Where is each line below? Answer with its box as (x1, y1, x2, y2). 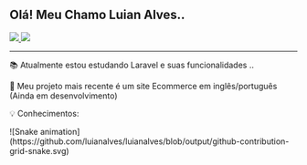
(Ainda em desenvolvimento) (9, 90, 118, 101)
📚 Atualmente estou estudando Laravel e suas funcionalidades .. (9, 59, 254, 70)
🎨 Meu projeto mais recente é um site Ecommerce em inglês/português (9, 80, 278, 91)
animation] (39, 126, 80, 137)
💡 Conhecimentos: (9, 108, 79, 119)
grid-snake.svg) (9, 145, 70, 156)
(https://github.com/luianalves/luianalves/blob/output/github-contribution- (9, 136, 290, 147)
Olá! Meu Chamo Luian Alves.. (9, 7, 185, 23)
